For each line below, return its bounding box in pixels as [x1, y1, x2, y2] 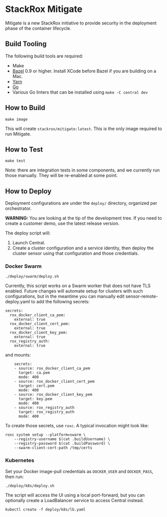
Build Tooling [5, 40, 47, 48]
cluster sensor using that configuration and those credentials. [12, 250, 139, 256]
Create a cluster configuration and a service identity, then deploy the [12, 245, 154, 251]
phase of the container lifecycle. [5, 25, 71, 31]
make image [5, 117, 28, 122]
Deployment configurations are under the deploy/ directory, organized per [5, 200, 158, 206]
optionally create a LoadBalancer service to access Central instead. [5, 497, 144, 503]
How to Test [5, 145, 43, 154]
